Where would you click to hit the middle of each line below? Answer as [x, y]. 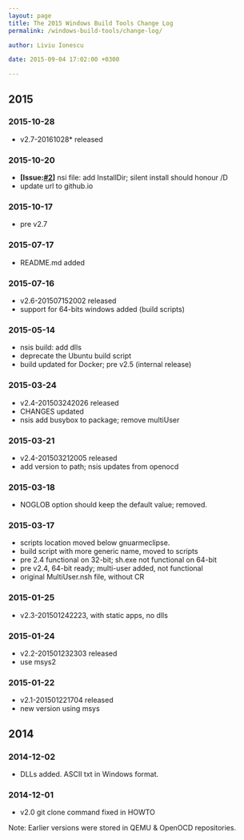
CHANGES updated [52, 411]
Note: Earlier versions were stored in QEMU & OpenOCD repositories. [122, 828]
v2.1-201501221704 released [66, 700]
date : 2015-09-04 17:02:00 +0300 [64, 60]
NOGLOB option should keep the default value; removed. [114, 505]
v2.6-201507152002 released [68, 301]
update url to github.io [56, 186]
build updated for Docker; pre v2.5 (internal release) [106, 365]
